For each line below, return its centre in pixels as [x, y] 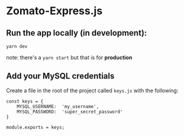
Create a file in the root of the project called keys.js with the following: [92, 90]
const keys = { [25, 101]
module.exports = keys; [35, 127]
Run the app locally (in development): [77, 33]
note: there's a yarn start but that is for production [69, 57]
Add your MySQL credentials [60, 76]
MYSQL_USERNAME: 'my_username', [58, 106]
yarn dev [17, 46]
